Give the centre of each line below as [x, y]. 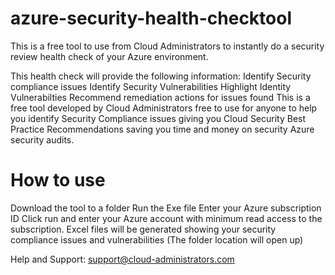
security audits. [42, 139]
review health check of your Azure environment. [109, 56]
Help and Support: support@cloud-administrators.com [122, 259]
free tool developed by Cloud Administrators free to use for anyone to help [164, 108]
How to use [58, 180]
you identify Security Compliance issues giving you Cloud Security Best [158, 118]
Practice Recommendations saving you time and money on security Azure [162, 129]
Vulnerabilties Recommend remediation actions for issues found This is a [160, 97]
